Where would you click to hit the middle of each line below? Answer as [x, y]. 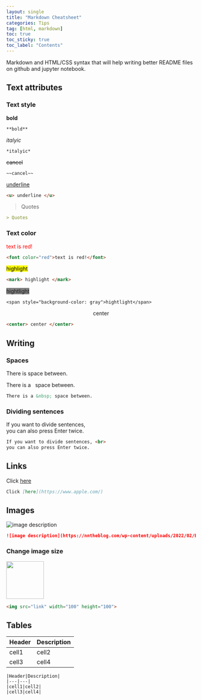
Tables [19, 625]
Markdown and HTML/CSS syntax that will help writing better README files [100, 62]
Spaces [17, 360]
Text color [21, 233]
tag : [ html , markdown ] [35, 29]
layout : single [25, 12]
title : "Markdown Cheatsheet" [44, 17]
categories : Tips [28, 23]
